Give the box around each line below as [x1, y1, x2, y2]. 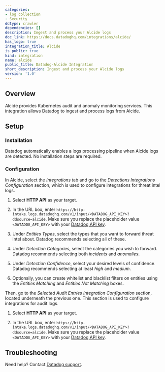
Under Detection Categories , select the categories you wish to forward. [12, 245, 158, 251]
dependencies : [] [5, 26, 41, 31]
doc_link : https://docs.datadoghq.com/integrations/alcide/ [5, 35, 132, 40]
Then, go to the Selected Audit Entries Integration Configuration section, [5, 290, 152, 296]
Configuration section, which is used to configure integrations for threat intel [5, 182, 161, 188]
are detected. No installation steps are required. [5, 153, 102, 159]
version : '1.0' [5, 71, 36, 76]
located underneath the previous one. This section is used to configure [5, 295, 149, 301]
